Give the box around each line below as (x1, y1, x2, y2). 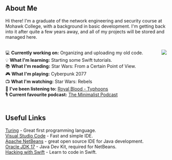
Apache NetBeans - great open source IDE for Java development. (5, 138, 144, 144)
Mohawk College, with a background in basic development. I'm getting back (5, 23, 166, 29)
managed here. (5, 34, 37, 40)
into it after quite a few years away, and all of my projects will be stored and (5, 28, 165, 35)
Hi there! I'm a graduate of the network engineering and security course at (5, 17, 162, 24)
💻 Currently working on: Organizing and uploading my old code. (5, 50, 143, 56)
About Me (5, 4, 37, 13)
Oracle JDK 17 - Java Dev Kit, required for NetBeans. (5, 143, 117, 150)
